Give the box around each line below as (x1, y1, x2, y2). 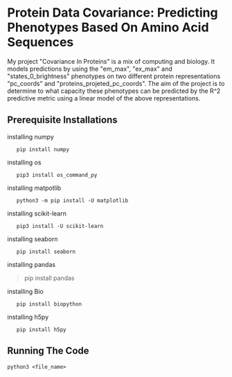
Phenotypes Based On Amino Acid (7, 19, 209, 35)
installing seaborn (7, 234, 58, 243)
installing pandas (7, 260, 56, 268)
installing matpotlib (7, 184, 62, 192)
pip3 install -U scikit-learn (16, 222, 104, 229)
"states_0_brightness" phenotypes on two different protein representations (7, 71, 221, 80)
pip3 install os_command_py (16, 171, 98, 178)
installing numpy (7, 132, 54, 141)
